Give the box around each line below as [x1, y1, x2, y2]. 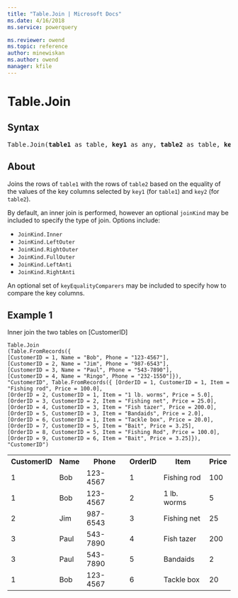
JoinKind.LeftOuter [17, 239, 76, 246]
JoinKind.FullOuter [17, 254, 76, 261]
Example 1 [7, 309, 53, 321]
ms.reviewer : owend [7, 36, 65, 43]
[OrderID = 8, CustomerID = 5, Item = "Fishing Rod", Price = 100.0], [7, 429, 220, 436]
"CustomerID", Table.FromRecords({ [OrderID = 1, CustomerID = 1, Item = [7, 379, 230, 386]
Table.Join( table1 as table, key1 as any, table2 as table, [7, 140, 221, 148]
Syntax [7, 121, 40, 134]
